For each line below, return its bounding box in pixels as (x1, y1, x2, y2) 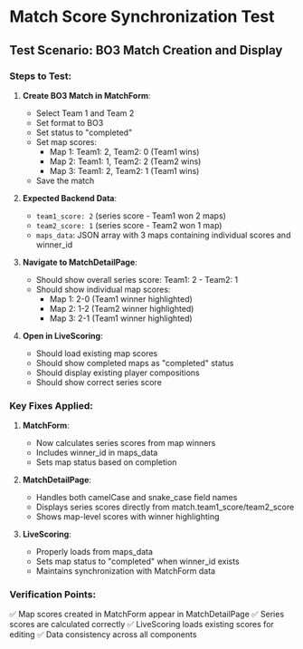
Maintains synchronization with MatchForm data (35, 566, 215, 576)
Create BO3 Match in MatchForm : (22, 90, 151, 101)
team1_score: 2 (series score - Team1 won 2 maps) (35, 210, 226, 221)
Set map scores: (35, 136, 98, 147)
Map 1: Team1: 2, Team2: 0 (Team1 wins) (49, 146, 200, 157)
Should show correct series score (35, 376, 163, 387)
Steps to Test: (9, 70, 72, 82)
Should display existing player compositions (35, 367, 201, 378)
